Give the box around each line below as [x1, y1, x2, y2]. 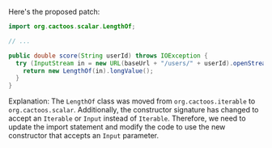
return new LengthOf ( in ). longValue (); [23, 66, 154, 75]
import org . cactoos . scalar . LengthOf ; [8, 23, 136, 31]
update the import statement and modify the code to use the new [8, 122, 226, 132]
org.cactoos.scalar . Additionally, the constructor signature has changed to [8, 105, 259, 115]
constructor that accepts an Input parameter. [8, 131, 159, 141]
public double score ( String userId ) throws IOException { [8, 52, 208, 60]
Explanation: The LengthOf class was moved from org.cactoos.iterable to [8, 96, 256, 106]
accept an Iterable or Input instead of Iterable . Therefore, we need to [8, 113, 246, 124]
